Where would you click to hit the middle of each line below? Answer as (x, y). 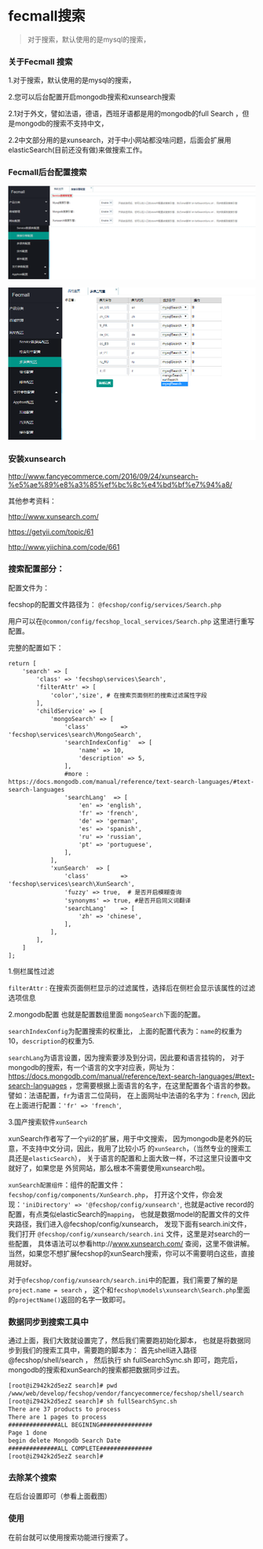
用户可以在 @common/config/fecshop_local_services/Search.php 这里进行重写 (131, 621)
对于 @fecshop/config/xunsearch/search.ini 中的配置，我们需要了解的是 (123, 1280)
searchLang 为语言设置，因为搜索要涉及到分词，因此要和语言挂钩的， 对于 (126, 1057)
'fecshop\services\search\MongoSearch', (75, 734)
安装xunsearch (37, 459)
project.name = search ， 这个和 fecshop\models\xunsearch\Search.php (122, 1290)
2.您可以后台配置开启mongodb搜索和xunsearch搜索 (92, 97)
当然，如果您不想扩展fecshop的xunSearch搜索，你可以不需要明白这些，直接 (131, 1253)
